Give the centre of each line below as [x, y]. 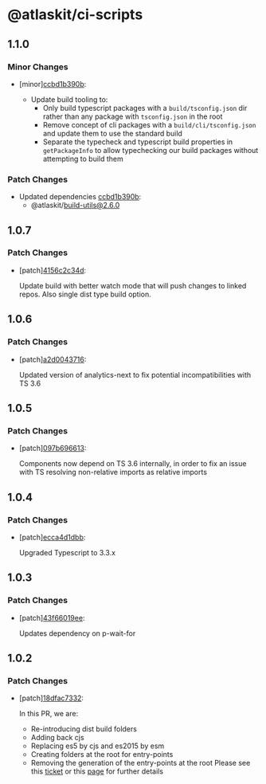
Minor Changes [38, 67]
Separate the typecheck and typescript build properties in [138, 142]
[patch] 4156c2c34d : [53, 270]
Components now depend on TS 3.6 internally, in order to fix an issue [133, 464]
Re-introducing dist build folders [84, 729]
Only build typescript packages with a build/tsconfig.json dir [145, 108]
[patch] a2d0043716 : [53, 359]
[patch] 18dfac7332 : [51, 698]
